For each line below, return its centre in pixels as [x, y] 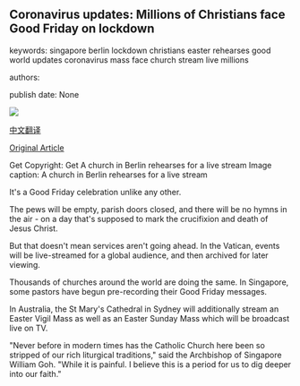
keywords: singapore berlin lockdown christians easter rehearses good [140, 50]
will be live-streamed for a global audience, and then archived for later [139, 255]
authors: [25, 77]
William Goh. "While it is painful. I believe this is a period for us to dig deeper [150, 364]
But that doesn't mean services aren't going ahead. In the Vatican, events [145, 245]
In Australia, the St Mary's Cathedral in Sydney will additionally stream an [144, 309]
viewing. [25, 264]
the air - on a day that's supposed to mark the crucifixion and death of [139, 219]
